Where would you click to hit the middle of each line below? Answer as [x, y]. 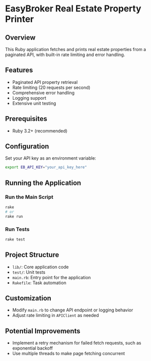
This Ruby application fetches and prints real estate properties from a [76, 49]
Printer [19, 19]
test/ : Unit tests [29, 272]
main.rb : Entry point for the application [52, 277]
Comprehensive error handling [43, 93]
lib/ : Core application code [40, 267]
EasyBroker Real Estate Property [73, 9]
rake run [14, 216]
